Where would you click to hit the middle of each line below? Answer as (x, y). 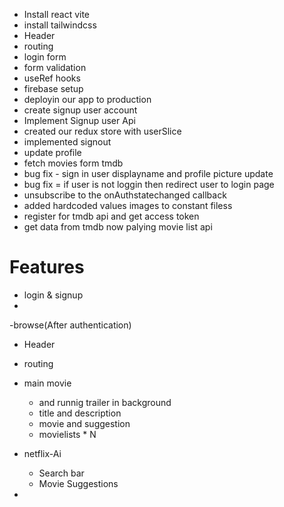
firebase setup (53, 88)
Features (47, 267)
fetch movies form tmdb (73, 163)
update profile (52, 152)
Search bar (61, 473)
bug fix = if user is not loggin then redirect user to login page (149, 184)
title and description (80, 413)
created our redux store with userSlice (102, 131)
